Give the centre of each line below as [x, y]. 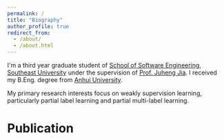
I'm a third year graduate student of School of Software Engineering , [104, 65]
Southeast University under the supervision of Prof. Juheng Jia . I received [112, 72]
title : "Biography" [35, 20]
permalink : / [26, 13]
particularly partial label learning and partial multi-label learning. [98, 100]
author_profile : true [38, 26]
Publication [40, 129]
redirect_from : [29, 33]
